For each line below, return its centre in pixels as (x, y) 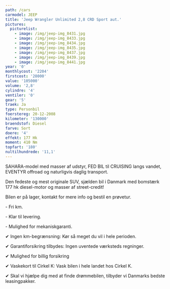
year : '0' (16, 67)
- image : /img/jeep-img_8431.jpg (50, 34)
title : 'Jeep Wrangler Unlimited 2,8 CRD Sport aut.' (64, 19)
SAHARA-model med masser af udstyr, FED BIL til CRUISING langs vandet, (83, 166)
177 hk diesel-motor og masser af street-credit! (55, 187)
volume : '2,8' (20, 85)
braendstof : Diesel (26, 123)
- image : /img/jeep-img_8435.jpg (50, 48)
